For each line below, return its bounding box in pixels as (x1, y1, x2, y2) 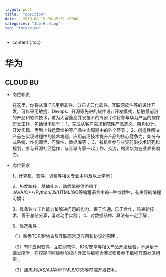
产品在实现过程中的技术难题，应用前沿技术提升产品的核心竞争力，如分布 (12, 133, 160, 139)
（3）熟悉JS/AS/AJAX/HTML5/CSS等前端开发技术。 (12, 267, 120, 273)
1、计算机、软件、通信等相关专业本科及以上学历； (12, 173, 114, 179)
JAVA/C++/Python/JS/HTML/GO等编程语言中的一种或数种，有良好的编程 (12, 189, 161, 195)
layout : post (5, 7, 32, 12)
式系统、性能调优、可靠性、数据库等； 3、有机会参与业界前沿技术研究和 (12, 139, 160, 145)
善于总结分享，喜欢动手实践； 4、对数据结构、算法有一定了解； (21, 212, 151, 218)
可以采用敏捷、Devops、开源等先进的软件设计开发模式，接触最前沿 (21, 108, 159, 114)
